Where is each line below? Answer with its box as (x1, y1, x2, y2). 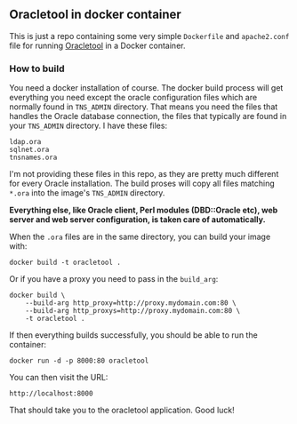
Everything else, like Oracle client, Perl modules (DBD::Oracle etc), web (9, 204, 278, 216)
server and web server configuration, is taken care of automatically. (9, 214, 266, 225)
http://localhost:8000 (9, 389, 93, 398)
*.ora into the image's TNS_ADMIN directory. (9, 188, 165, 198)
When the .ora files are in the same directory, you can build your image (9, 231, 271, 243)
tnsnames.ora (9, 153, 58, 163)
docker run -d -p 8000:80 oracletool (9, 356, 149, 365)
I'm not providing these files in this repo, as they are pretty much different (9, 169, 279, 180)
